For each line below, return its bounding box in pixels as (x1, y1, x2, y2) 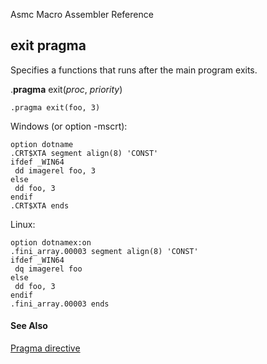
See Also (10, 320, 48, 332)
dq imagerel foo (14, 264, 83, 274)
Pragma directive (10, 342, 81, 354)
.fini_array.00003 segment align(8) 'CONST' (10, 246, 199, 256)
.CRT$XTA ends (10, 200, 70, 211)
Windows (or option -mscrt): (10, 120, 128, 132)
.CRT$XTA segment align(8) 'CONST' (10, 148, 159, 158)
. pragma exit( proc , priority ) (10, 83, 123, 95)
